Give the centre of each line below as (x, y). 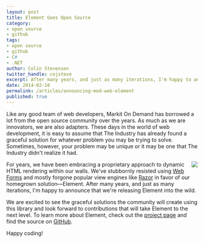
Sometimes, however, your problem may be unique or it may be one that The (102, 146)
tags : (13, 40)
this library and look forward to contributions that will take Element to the (97, 208)
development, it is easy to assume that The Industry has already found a (97, 133)
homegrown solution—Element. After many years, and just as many (90, 183)
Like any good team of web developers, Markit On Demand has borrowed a (100, 114)
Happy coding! (25, 233)
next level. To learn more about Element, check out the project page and (97, 215)
